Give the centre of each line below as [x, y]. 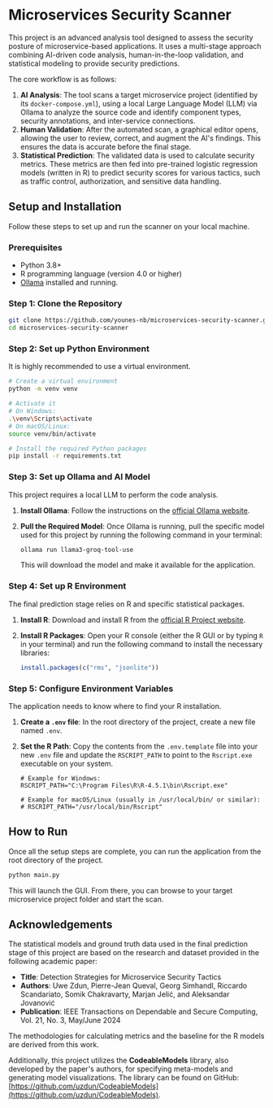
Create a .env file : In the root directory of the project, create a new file [138, 722]
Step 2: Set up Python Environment [79, 349]
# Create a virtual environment [63, 381]
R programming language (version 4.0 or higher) [101, 274]
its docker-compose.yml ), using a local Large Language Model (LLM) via [139, 103]
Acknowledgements [61, 924]
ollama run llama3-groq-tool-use [77, 550]
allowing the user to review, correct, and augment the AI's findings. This [141, 138]
